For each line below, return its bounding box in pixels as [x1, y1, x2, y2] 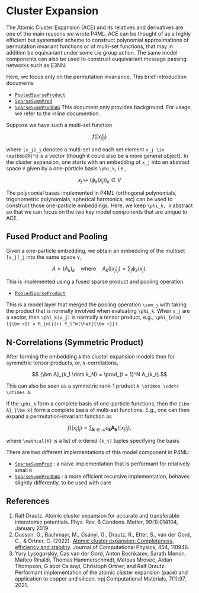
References [6, 496, 50, 506]
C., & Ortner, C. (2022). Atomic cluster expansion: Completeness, [14, 537, 174, 544]
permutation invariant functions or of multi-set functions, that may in [6, 43, 174, 50]
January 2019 [14, 524, 49, 532]
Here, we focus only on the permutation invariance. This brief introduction [6, 73, 187, 80]
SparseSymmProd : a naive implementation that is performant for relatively [14, 460, 191, 467]
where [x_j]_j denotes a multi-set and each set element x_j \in [6, 145, 165, 153]
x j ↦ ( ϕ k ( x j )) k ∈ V [78, 176, 121, 185]
